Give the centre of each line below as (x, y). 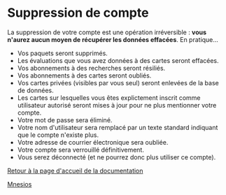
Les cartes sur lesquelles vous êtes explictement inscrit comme (109, 97)
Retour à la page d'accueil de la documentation (75, 171)
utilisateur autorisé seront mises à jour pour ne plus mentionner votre (117, 105)
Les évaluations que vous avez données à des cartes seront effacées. (118, 60)
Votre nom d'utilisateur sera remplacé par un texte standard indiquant (118, 127)
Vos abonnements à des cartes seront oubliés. (84, 75)
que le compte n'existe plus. (58, 135)
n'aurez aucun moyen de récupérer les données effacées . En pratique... (113, 39)
